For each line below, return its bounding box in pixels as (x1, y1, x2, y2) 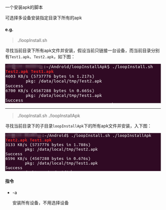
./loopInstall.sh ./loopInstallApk (17, 113, 81, 119)
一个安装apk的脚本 (5, 4, 43, 10)
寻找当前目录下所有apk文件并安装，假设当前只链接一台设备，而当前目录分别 (5, 47, 160, 53)
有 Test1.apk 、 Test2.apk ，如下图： (5, 54, 76, 60)
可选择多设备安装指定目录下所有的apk (5, 15, 83, 21)
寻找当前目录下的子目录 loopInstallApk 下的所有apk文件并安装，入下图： (5, 123, 152, 129)
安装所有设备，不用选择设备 (12, 200, 69, 206)
